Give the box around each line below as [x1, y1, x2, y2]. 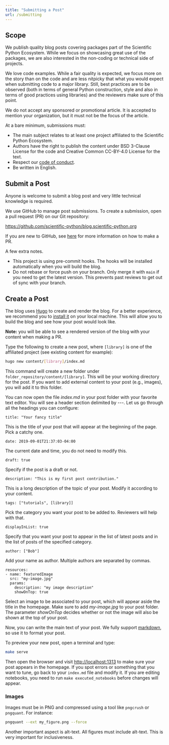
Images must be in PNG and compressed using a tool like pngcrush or [5, 704, 149, 710]
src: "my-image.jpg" [10, 576, 53, 581]
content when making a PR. [5, 333, 62, 340]
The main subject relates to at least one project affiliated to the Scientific [12, 132, 164, 139]
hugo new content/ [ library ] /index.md [5, 359, 85, 364]
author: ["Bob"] [5, 549, 39, 554]
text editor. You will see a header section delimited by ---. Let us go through [5, 399, 163, 405]
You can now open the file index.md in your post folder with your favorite [5, 394, 157, 400]
